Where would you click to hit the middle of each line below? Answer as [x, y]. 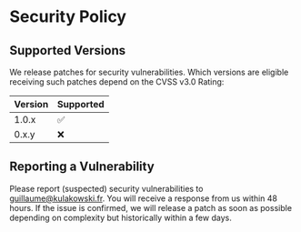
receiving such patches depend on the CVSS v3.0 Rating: [117, 82]
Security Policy [68, 17]
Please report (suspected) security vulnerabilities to [106, 188]
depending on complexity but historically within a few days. [120, 217]
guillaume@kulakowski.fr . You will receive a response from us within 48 [143, 198]
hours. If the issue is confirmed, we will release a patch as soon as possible [151, 207]
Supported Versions [67, 50]
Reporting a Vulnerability [82, 167]
